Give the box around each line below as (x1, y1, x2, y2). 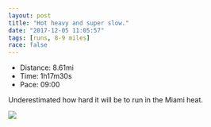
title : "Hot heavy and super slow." (8, 19, 129, 27)
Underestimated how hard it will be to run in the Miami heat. (8, 95, 204, 105)
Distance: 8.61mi (19, 63, 74, 72)
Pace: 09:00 (19, 80, 60, 90)
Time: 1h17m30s (19, 71, 73, 81)
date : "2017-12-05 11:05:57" (8, 26, 105, 34)
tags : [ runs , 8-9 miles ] (8, 33, 90, 42)
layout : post (8, 11, 52, 20)
